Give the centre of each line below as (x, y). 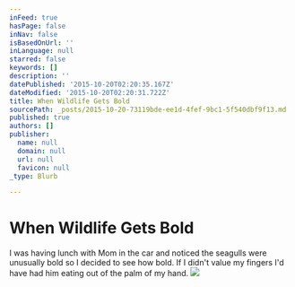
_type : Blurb (34, 176)
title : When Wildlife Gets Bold (69, 101)
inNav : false (34, 34)
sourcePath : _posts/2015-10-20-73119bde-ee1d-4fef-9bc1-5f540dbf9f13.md (148, 109)
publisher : (30, 135)
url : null (35, 159)
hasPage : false (38, 26)
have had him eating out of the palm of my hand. (99, 274)
